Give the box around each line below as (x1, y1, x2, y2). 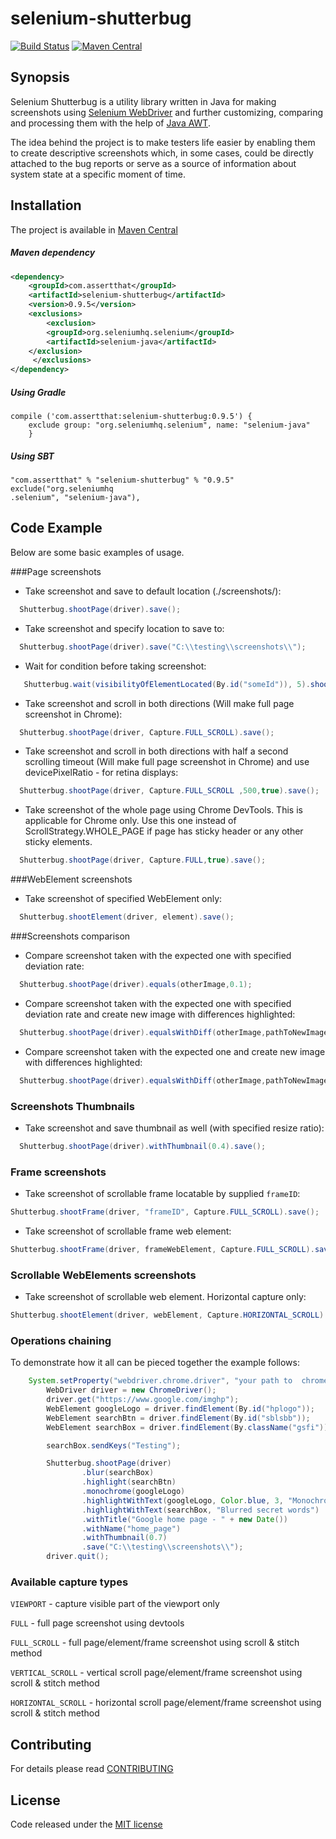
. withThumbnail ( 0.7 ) (81, 1533, 168, 1543)
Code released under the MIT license (10, 1818, 163, 1831)
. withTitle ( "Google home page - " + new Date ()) (81, 1514, 288, 1524)
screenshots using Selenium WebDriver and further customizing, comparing (10, 106, 324, 118)
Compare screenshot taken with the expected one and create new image (24, 1045, 326, 1057)
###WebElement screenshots (10, 873, 133, 886)
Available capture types (10, 1575, 129, 1589)
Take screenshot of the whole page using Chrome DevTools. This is (24, 804, 303, 816)
